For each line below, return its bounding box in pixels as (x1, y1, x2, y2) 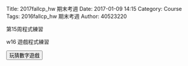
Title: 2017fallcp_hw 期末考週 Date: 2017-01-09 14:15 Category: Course (6, 5, 182, 12)
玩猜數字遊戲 (9, 53, 40, 59)
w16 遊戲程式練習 (6, 38, 49, 45)
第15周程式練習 (6, 26, 43, 32)
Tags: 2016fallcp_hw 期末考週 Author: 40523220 (6, 13, 127, 20)
